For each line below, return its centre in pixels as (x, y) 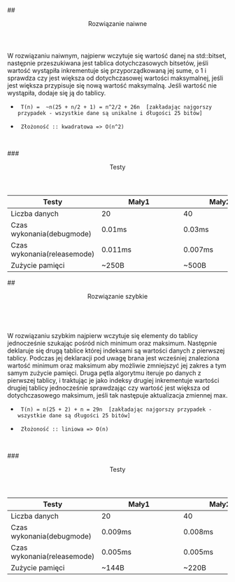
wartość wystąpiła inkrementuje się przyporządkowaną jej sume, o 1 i (107, 70)
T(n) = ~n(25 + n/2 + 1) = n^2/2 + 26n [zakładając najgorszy (116, 107)
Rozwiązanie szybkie (117, 296)
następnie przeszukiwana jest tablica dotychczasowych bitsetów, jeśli (108, 63)
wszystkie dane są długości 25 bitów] (74, 416)
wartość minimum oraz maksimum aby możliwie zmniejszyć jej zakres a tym (117, 365)
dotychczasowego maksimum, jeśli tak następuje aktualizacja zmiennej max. (117, 395)
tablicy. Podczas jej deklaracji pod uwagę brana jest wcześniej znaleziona (113, 358)
